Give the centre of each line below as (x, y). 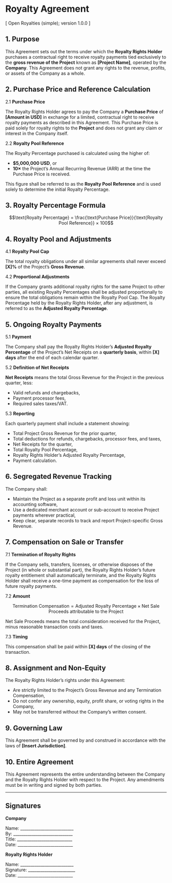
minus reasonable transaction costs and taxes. (55, 627)
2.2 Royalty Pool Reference (35, 143)
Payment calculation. (35, 460)
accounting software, (35, 504)
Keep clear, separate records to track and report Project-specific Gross (88, 520)
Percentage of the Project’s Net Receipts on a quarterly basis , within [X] (82, 352)
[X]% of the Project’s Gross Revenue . (45, 267)
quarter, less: (19, 383)
